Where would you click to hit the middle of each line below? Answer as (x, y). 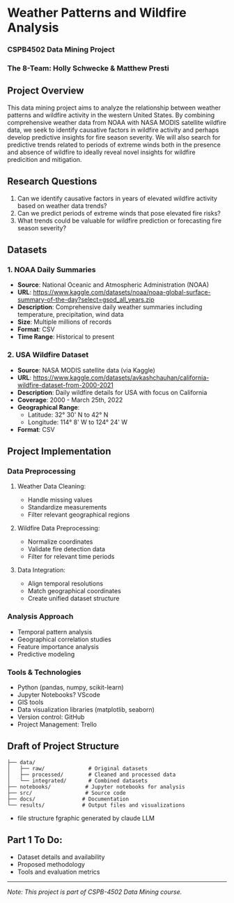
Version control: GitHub (51, 717)
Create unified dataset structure (73, 599)
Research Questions (52, 182)
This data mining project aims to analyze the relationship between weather (114, 107)
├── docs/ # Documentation (68, 799)
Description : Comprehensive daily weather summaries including (110, 307)
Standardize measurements (67, 507)
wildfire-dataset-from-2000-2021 (65, 385)
